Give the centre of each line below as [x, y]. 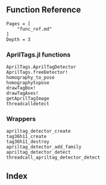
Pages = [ [19, 23]
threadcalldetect [28, 104]
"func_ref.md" [34, 29]
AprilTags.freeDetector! [37, 72]
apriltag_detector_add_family [44, 147]
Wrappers [21, 119]
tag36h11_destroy [28, 142]
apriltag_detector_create [38, 132]
